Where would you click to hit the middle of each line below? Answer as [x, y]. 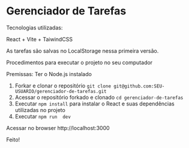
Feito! [13, 140]
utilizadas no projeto [40, 110]
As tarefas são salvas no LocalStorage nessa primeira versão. [82, 51]
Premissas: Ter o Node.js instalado [49, 74]
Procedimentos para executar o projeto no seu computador [79, 62]
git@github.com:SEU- [139, 86]
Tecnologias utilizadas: [34, 28]
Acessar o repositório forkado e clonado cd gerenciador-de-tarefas [99, 97]
